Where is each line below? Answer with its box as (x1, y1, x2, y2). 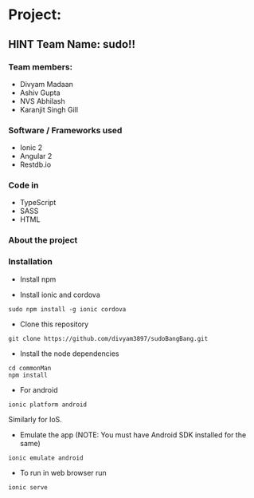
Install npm (19, 274, 57, 284)
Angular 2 (19, 152, 53, 161)
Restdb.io (19, 160, 52, 169)
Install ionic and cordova (19, 290, 101, 299)
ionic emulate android (8, 453, 84, 462)
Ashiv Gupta (19, 88, 61, 97)
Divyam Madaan (19, 79, 74, 89)
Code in (8, 180, 39, 191)
